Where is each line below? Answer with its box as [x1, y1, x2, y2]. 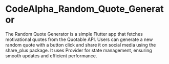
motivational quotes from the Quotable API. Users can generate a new [5, 36, 153, 42]
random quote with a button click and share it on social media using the [5, 41, 156, 48]
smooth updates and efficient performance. [5, 52, 97, 59]
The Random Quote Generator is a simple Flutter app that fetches [5, 31, 143, 37]
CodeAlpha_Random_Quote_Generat [5, 3, 164, 15]
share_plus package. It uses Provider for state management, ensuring [5, 47, 152, 53]
